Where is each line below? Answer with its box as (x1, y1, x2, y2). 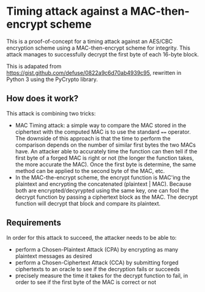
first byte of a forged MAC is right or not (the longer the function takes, (15, 154, 194, 161)
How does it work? (6, 93, 79, 104)
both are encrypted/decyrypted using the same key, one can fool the (15, 186, 189, 194)
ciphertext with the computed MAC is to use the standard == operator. (15, 128, 191, 136)
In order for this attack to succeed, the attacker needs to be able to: (6, 234, 177, 241)
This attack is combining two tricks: (6, 109, 96, 117)
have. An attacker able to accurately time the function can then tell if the (15, 147, 198, 155)
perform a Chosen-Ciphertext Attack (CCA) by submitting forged (15, 259, 179, 266)
